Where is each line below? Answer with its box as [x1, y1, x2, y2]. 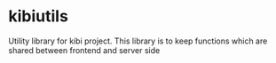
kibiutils [8, 6, 68, 27]
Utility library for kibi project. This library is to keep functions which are [8, 35, 268, 46]
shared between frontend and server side [8, 44, 161, 55]
